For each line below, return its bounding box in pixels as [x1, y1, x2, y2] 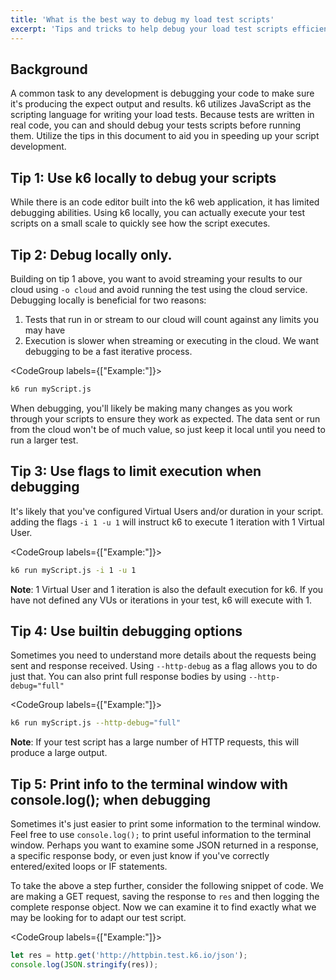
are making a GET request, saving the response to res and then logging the [10, 891, 320, 902]
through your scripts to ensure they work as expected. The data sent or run [10, 412, 321, 425]
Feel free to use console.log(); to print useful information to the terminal [10, 829, 312, 840]
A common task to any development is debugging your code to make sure [10, 87, 315, 100]
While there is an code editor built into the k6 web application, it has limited [10, 196, 320, 208]
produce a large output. [10, 747, 108, 759]
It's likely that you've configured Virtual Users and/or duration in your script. [10, 505, 324, 517]
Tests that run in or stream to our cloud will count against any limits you [24, 313, 319, 325]
